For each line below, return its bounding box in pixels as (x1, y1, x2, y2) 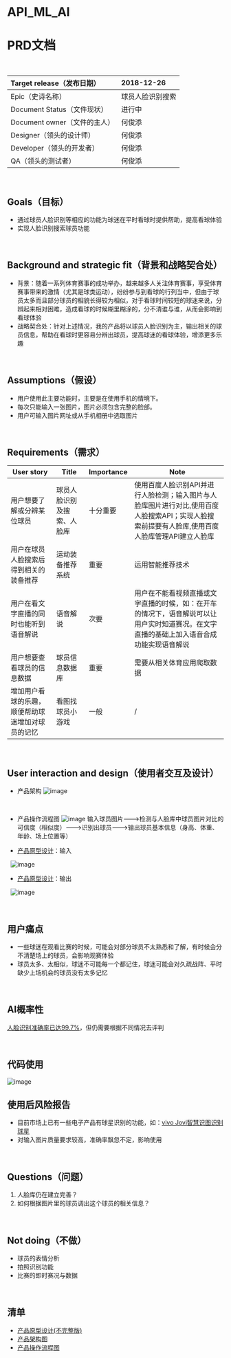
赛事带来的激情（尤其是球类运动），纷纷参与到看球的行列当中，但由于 (16, 287, 213, 296)
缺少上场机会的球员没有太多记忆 (16, 968, 108, 977)
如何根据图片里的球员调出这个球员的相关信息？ (16, 1199, 150, 1207)
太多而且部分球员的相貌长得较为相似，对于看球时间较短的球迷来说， (23, 296, 217, 304)
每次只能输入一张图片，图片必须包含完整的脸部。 (16, 403, 156, 411)
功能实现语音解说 (133, 640, 190, 649)
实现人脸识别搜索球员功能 (16, 224, 90, 232)
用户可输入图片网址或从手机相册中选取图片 (16, 411, 138, 419)
